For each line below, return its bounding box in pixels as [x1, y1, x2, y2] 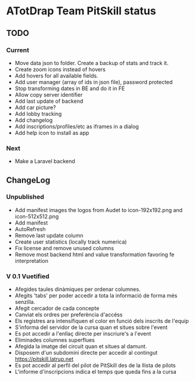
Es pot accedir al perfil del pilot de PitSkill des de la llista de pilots [14, 362, 176, 369]
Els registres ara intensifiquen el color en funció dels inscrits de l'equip [14, 318, 189, 325]
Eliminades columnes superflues [14, 336, 95, 344]
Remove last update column [14, 232, 83, 239]
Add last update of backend [14, 97, 83, 105]
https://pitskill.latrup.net [14, 355, 74, 362]
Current [6, 46, 30, 54]
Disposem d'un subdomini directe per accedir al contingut [14, 349, 158, 357]
